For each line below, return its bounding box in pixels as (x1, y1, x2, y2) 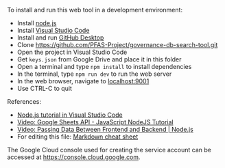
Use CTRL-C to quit (16, 85, 72, 92)
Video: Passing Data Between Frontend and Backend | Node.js (16, 126, 193, 133)
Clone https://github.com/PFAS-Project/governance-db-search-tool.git (16, 41, 218, 48)
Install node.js (16, 19, 57, 27)
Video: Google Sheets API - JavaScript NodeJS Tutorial (16, 118, 174, 126)
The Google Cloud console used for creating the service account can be (7, 146, 211, 154)
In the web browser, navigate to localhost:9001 (16, 77, 150, 85)
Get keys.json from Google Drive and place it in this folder (16, 55, 182, 64)
